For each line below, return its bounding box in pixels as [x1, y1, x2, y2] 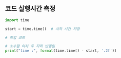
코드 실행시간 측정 [5, 4, 56, 13]
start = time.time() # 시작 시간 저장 [5, 26, 80, 31]
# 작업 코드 [5, 35, 25, 40]
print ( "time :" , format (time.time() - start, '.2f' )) [5, 48, 117, 53]
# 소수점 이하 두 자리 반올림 [5, 44, 55, 49]
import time [5, 17, 29, 23]
